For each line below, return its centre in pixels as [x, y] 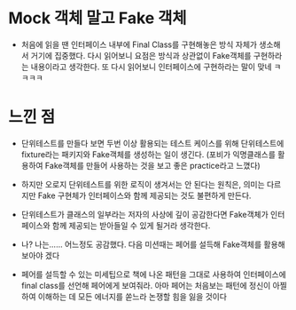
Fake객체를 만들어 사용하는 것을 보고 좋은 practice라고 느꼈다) [152, 165]
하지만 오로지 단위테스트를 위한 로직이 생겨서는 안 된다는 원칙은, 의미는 [143, 184]
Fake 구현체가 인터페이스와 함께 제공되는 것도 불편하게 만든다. [144, 195]
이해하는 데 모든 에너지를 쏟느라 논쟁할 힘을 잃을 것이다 [132, 296]
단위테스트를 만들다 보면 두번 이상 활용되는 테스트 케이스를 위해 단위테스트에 [152, 143]
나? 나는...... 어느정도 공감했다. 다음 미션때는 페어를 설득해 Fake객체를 [141, 244]
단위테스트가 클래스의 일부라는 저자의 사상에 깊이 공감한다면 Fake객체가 [145, 214]
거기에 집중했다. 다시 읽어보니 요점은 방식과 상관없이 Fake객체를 [141, 55]
